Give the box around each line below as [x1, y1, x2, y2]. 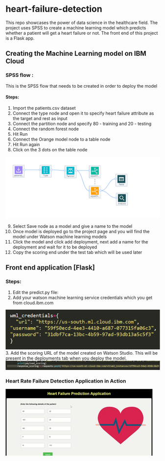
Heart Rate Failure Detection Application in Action [5, 377, 126, 384]
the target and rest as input [12, 115, 68, 121]
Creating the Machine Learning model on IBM [5, 49, 146, 58]
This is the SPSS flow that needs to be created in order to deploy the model [5, 83, 158, 89]
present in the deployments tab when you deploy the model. [5, 355, 127, 361]
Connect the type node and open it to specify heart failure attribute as [12, 110, 154, 116]
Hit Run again [12, 141, 40, 147]
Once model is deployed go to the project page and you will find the [12, 228, 150, 234]
